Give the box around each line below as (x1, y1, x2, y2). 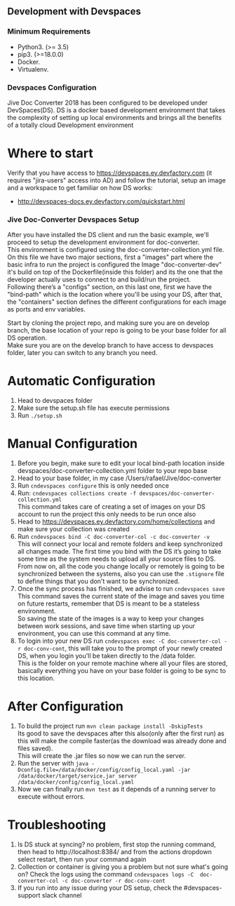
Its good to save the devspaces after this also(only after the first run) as (17, 729, 224, 738)
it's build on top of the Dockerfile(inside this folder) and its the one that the (7, 268, 223, 277)
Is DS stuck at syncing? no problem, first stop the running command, (17, 840, 216, 848)
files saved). (17, 744, 53, 753)
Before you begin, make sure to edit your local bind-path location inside (17, 459, 225, 467)
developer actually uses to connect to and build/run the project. (7, 275, 192, 284)
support (17, 891, 41, 899)
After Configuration (7, 698, 124, 714)
